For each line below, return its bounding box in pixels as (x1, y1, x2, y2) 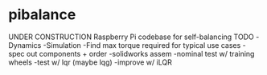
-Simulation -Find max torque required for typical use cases (43, 40, 241, 49)
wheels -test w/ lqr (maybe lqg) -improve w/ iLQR (8, 57, 173, 67)
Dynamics (8, 40, 42, 49)
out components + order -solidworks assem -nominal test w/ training (27, 49, 255, 58)
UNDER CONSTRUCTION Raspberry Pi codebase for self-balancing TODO (8, 32, 255, 41)
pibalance (8, 6, 76, 24)
